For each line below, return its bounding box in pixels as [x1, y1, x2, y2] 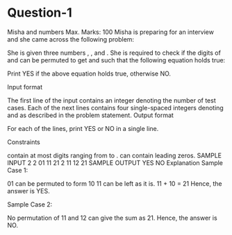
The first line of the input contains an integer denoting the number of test [7, 96, 217, 105]
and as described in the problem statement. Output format [7, 111, 174, 119]
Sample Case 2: [7, 200, 53, 209]
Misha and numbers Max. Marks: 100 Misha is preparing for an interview [7, 28, 214, 36]
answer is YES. [7, 186, 50, 195]
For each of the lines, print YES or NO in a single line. [7, 124, 159, 132]
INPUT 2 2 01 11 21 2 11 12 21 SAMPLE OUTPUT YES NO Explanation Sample [7, 158, 224, 167]
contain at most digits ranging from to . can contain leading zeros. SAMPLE [7, 151, 222, 159]
